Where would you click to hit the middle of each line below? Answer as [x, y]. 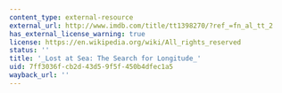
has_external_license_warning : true [77, 34]
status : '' [29, 50]
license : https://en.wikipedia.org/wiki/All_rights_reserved [125, 42]
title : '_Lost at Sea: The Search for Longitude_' [105, 58]
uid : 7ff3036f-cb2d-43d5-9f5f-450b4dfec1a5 [91, 67]
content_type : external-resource [71, 17]
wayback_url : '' [39, 75]
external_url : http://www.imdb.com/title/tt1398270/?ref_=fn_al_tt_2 [141, 26]
